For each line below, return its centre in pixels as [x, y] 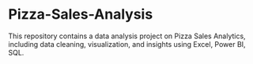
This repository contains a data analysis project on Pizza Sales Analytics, [127, 36]
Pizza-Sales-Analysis [81, 14]
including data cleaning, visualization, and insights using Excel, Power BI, [127, 44]
